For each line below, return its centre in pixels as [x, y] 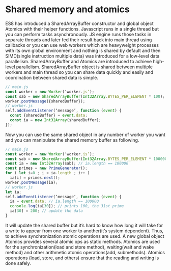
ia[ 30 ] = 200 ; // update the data [46, 211]
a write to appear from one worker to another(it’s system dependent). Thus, [84, 231]
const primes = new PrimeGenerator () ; [46, 168]
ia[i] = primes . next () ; [35, 178]
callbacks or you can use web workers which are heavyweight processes [82, 45]
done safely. [18, 263]
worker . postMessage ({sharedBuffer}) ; [45, 101]
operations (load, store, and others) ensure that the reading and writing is [82, 258]
